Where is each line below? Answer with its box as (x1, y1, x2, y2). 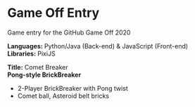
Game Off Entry (7, 5, 100, 21)
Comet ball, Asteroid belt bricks (17, 92, 109, 100)
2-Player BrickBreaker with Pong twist (17, 84, 128, 92)
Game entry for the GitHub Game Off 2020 (7, 28, 131, 37)
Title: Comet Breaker (7, 63, 68, 71)
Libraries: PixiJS (7, 49, 56, 58)
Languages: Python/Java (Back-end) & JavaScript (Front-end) (7, 42, 189, 50)
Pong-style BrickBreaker (7, 70, 82, 79)
